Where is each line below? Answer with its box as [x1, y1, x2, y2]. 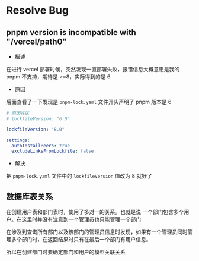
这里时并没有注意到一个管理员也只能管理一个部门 [21, 216, 141, 223]
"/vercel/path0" [6, 36, 67, 46]
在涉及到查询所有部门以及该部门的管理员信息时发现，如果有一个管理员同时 [6, 228, 188, 235]
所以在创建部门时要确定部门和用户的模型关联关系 [6, 249, 126, 256]
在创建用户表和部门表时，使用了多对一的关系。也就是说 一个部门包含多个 [6, 209, 184, 216]
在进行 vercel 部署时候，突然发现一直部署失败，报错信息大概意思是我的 [6, 66, 180, 73]
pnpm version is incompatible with [6, 27, 136, 37]
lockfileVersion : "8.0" [6, 126, 65, 133]
